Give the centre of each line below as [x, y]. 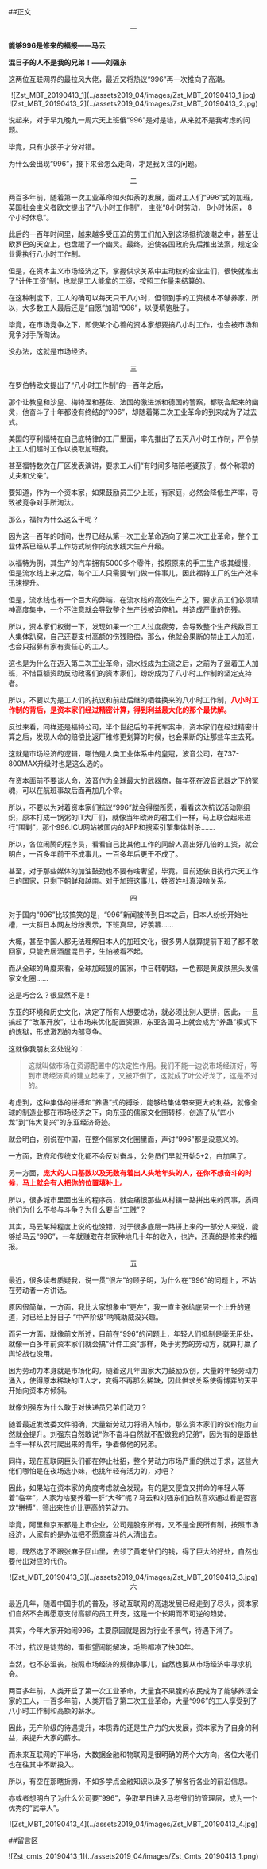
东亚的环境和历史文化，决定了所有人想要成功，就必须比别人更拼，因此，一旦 [133, 1012]
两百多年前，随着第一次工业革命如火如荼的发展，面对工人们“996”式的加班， [133, 197]
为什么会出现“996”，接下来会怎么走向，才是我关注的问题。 [105, 164]
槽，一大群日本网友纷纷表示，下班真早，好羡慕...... [91, 925]
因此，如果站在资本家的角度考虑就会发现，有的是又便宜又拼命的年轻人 [123, 1488]
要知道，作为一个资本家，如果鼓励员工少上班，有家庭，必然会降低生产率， [130, 492]
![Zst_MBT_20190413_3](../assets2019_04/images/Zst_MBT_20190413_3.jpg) [133, 1577]
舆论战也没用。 [33, 1354]
